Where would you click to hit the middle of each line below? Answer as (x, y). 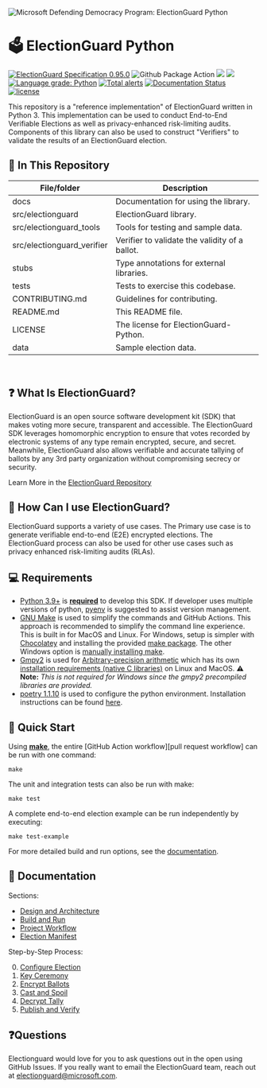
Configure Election (50, 967)
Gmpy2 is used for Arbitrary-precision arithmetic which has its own (130, 660)
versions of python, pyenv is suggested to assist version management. (135, 609)
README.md (36, 312)
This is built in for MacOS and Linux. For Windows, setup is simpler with (137, 635)
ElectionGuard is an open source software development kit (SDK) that (122, 416)
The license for (144, 324)
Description (185, 188)
